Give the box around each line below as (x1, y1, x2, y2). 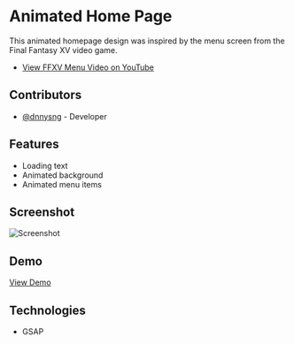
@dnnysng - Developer (21, 111, 108, 121)
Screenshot (9, 204, 75, 219)
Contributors (9, 88, 82, 103)
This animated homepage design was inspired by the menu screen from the (9, 35, 285, 46)
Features (9, 137, 59, 152)
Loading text (21, 160, 68, 171)
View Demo (9, 277, 51, 288)
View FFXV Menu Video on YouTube (21, 62, 155, 73)
